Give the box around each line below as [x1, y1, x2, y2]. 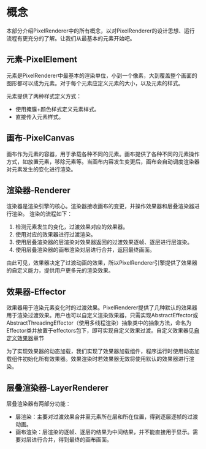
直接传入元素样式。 [15, 113, 64, 120]
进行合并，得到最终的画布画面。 [31, 436, 112, 443]
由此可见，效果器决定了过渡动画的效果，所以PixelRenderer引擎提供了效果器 [6, 259, 197, 266]
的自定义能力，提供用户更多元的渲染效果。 [6, 267, 114, 274]
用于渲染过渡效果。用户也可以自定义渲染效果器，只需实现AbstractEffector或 [6, 312, 198, 319]
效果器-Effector [6, 286, 66, 297]
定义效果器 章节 [6, 334, 44, 342]
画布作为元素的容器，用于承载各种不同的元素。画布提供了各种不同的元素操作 [6, 150, 200, 157]
